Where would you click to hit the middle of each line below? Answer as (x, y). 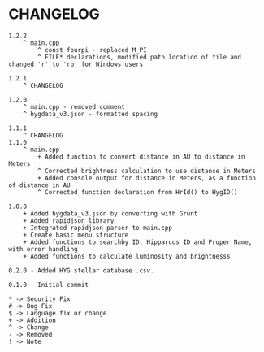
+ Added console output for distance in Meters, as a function (147, 178)
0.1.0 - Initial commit (49, 285)
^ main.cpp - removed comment (74, 106)
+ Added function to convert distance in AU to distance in (141, 156)
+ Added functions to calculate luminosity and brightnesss (127, 256)
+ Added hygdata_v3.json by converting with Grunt (110, 213)
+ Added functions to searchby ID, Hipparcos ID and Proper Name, (138, 242)
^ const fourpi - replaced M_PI (93, 50)
